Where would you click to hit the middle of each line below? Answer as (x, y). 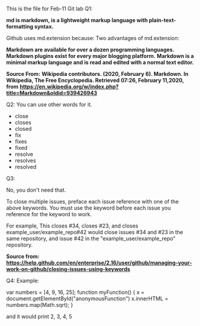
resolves (25, 160)
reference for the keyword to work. (49, 214)
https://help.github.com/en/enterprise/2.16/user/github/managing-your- (99, 263)
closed (23, 129)
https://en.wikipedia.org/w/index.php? (70, 87)
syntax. (44, 27)
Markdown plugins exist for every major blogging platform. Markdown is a (100, 56)
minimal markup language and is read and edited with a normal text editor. (100, 62)
